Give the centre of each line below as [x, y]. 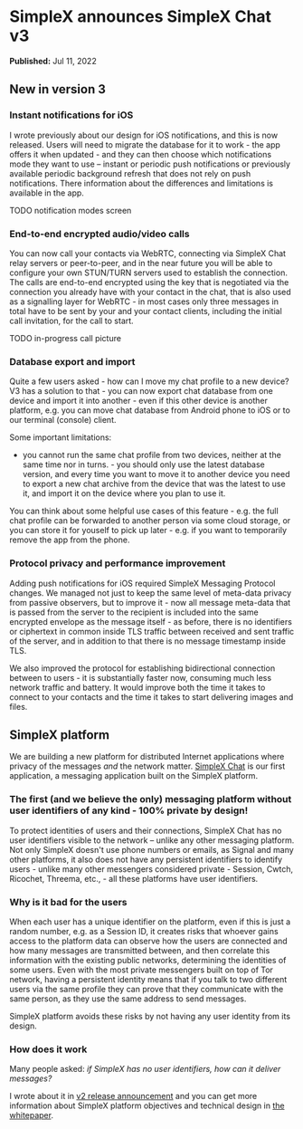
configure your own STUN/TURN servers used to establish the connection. [148, 273]
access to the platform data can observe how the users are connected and [148, 941]
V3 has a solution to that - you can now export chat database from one [141, 391]
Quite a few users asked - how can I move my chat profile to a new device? [149, 381]
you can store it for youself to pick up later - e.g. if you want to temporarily [148, 531]
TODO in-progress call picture [66, 338]
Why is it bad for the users [69, 902]
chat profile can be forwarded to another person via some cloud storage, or [150, 521]
